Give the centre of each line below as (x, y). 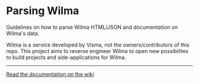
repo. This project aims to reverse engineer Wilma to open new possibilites (97, 51)
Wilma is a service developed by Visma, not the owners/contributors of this (98, 45)
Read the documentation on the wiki (50, 74)
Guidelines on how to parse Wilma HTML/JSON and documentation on (92, 27)
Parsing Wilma (43, 11)
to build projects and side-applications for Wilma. (66, 57)
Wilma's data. (23, 33)
